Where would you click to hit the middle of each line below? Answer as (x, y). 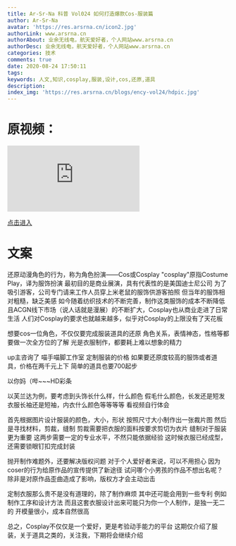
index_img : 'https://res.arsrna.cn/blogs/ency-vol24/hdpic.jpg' (104, 92)
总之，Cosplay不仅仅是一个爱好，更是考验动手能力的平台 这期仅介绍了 (110, 526)
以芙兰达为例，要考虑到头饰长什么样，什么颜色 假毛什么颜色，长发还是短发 (116, 396)
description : (26, 86)
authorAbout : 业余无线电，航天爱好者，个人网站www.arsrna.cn (91, 40)
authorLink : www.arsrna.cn (47, 33)
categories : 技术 (32, 54)
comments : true (30, 60)
